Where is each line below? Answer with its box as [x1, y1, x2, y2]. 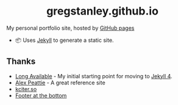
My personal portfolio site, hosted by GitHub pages [6, 24, 135, 32]
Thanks [6, 56, 36, 67]
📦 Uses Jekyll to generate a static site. [15, 36, 114, 44]
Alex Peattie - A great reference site [15, 79, 105, 86]
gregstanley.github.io [46, 4, 158, 18]
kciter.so [15, 85, 37, 92]
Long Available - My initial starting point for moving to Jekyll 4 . [15, 72, 173, 80]
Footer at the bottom [15, 92, 67, 99]
